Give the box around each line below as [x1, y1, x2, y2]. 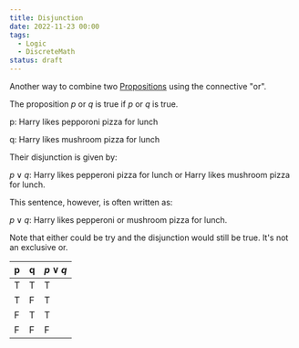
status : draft [9, 56, 64, 65]
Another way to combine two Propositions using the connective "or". [9, 81, 267, 91]
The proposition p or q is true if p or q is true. [9, 99, 179, 110]
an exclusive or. [9, 242, 68, 252]
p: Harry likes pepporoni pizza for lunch [9, 116, 159, 127]
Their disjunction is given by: [9, 152, 118, 163]
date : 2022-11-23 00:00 [9, 22, 100, 31]
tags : [9, 30, 30, 39]
